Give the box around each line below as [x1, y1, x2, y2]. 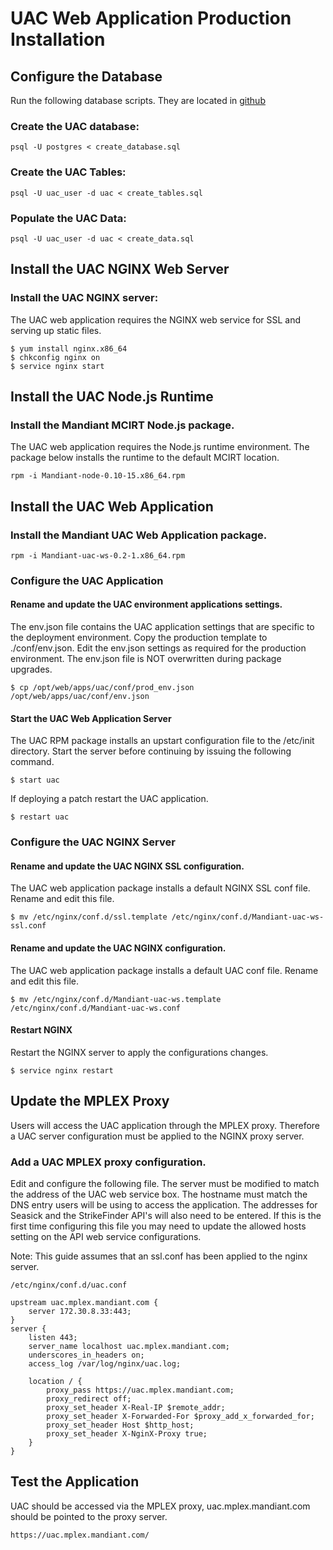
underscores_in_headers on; [28, 1350, 145, 1360]
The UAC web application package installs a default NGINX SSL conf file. [10, 882, 311, 894]
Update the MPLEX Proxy [10, 1093, 170, 1110]
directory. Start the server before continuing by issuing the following [10, 745, 292, 757]
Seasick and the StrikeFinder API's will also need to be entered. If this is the [10, 1209, 322, 1221]
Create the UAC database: [10, 119, 140, 133]
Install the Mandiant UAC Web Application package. [10, 528, 268, 542]
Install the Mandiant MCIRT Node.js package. [10, 418, 235, 432]
